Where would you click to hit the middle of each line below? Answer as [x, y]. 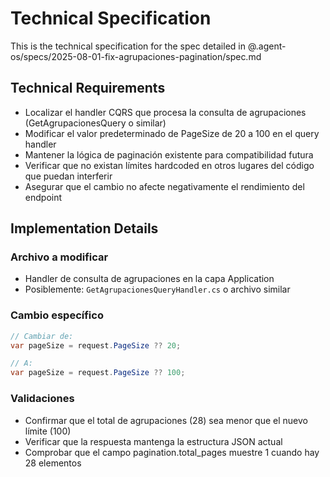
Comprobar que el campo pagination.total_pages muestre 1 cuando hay [172, 452]
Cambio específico [57, 315]
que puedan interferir [68, 176]
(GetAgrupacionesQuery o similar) [95, 123]
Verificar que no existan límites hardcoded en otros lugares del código [169, 165]
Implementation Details [84, 228]
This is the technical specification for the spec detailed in [128, 46]
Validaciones [42, 399]
